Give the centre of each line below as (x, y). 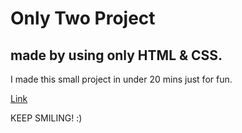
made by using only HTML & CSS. (116, 55)
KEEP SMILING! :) (46, 118)
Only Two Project (83, 18)
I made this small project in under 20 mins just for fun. (121, 79)
